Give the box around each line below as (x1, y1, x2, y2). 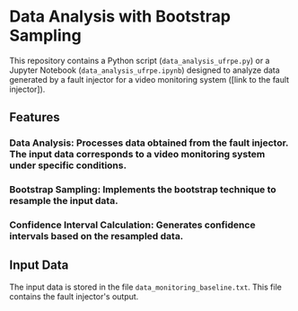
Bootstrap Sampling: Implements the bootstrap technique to (9, 183, 276, 196)
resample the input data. (9, 195, 118, 208)
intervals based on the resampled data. (9, 230, 184, 243)
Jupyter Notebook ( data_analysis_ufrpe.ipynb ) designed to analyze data (9, 65, 280, 76)
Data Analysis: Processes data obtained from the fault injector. (9, 137, 289, 149)
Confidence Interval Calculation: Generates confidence (9, 218, 256, 231)
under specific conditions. (9, 159, 127, 172)
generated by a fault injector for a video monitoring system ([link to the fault (9, 74, 290, 84)
